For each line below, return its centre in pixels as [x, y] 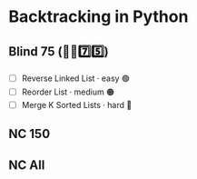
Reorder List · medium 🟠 [68, 92]
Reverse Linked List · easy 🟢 [76, 78]
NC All [27, 165]
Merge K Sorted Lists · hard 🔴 [77, 105]
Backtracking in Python [98, 17]
